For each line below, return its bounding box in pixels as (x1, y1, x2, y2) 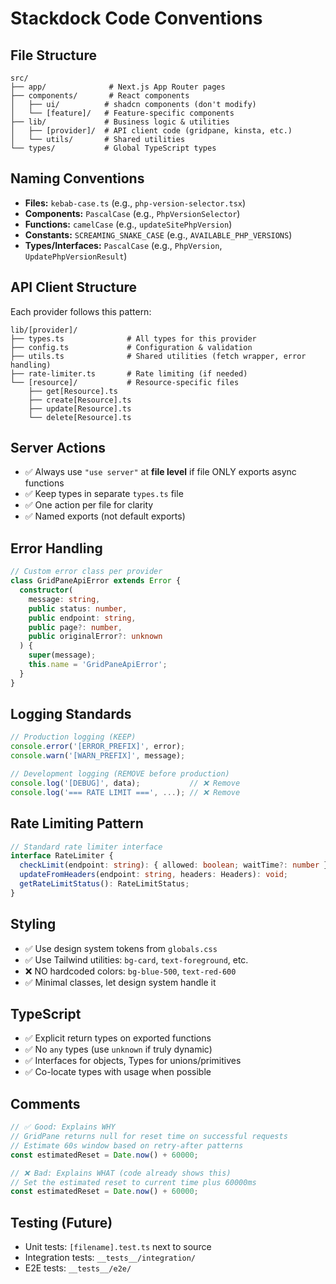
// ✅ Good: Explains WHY (10, 1122, 116, 1132)
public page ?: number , (28, 622, 123, 632)
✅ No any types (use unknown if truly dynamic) (24, 1043, 213, 1056)
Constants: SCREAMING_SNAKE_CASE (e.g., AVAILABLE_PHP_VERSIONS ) (24, 228, 293, 241)
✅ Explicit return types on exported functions (24, 1032, 212, 1044)
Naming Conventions (10, 170, 145, 187)
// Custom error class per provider (10, 567, 163, 577)
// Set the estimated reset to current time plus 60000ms (10, 1177, 257, 1187)
